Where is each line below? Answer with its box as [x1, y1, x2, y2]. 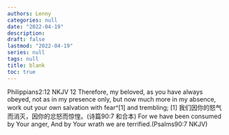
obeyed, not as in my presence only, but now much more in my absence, [7, 95, 216, 103]
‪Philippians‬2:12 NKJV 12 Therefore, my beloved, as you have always [7, 88, 203, 96]
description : [7, 29, 45, 37]
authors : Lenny [7, 10, 52, 17]
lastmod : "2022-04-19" [7, 42, 73, 49]
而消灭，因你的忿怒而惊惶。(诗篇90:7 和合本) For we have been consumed [7, 112, 222, 120]
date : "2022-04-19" [7, 23, 64, 30]
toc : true [7, 68, 36, 75]
